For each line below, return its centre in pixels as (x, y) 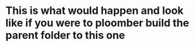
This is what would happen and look (95, 11)
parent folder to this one (65, 35)
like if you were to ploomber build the (97, 23)
